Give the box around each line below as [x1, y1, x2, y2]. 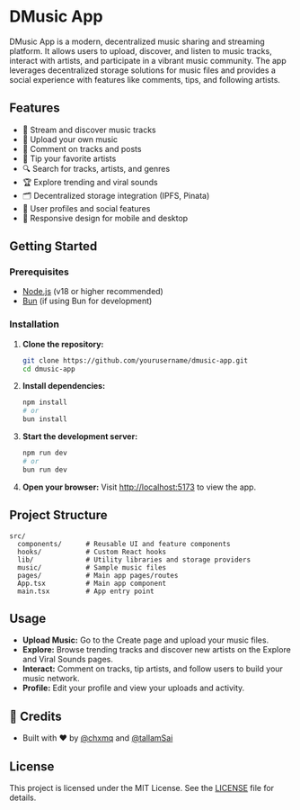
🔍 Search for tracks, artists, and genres [22, 163, 171, 174]
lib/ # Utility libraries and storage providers [17, 555, 251, 564]
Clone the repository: [22, 338, 104, 349]
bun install [22, 415, 67, 424]
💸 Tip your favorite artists [22, 153, 117, 164]
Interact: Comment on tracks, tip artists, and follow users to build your [22, 663, 283, 674]
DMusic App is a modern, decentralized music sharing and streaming [9, 36, 265, 47]
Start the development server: [22, 431, 138, 442]
